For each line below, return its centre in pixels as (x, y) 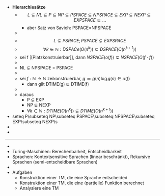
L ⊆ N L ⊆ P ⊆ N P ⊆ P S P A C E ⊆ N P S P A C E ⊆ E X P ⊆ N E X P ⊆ (89, 15)
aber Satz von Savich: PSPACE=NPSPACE (69, 28)
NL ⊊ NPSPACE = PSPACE (46, 67)
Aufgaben (22, 172)
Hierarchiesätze (29, 7)
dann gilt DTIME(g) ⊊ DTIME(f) (58, 84)
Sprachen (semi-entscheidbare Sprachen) (55, 162)
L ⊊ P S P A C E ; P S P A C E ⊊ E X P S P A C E (90, 41)
